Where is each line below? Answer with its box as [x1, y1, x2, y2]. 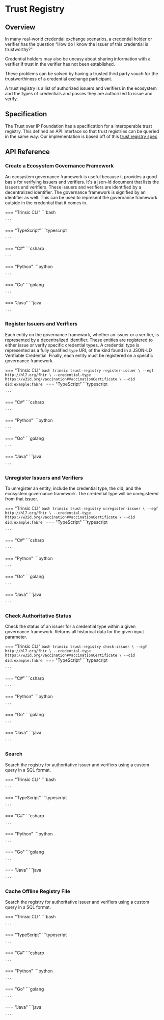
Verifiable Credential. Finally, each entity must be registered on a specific [5, 352, 153, 358]
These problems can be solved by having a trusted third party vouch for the [5, 71, 158, 77]
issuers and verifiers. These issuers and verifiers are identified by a [5, 184, 141, 190]
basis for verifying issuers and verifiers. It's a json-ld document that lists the [5, 179, 159, 185]
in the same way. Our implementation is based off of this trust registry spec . [5, 134, 159, 139]
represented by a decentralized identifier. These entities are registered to [5, 337, 153, 343]
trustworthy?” [5, 47, 33, 52]
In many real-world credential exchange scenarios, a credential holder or [5, 36, 152, 42]
